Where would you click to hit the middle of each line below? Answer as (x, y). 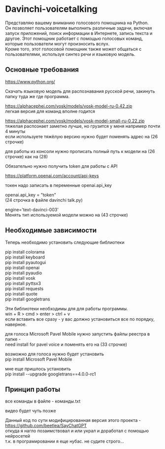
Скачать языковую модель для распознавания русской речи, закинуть (80, 91)
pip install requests (24, 288)
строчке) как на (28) (27, 156)
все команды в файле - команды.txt (43, 401)
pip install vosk (20, 278)
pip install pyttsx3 (23, 283)
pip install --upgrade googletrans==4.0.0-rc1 (50, 374)
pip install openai (22, 267)
